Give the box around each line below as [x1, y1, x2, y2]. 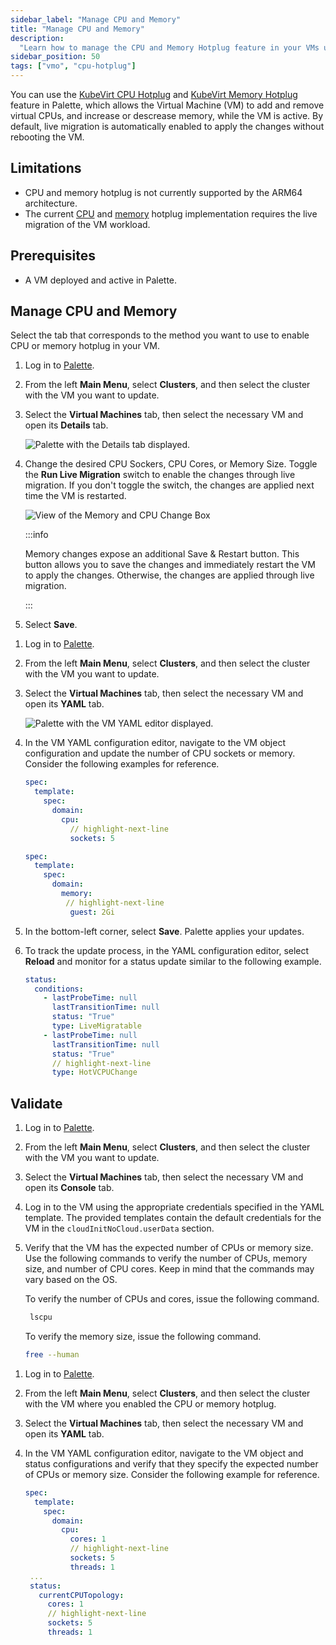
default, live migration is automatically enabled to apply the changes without [10, 121, 325, 132]
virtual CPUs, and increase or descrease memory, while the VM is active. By [10, 110, 324, 121]
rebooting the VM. [10, 131, 85, 143]
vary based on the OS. [24, 1274, 118, 1286]
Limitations [10, 160, 82, 177]
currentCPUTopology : [38, 1590, 125, 1600]
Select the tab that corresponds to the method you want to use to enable [10, 329, 310, 341]
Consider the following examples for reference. [24, 758, 220, 770]
